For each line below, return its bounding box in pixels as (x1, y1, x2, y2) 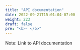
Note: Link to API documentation (5, 40, 72, 46)
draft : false (5, 21, 33, 27)
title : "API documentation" (5, 7, 64, 13)
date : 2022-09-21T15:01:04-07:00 (5, 12, 75, 17)
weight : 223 (5, 17, 30, 22)
